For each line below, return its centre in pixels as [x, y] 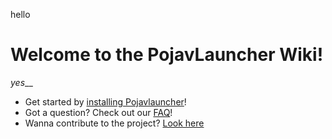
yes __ [21, 82]
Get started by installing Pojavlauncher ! [105, 101]
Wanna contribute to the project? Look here [114, 123]
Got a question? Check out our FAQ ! [98, 112]
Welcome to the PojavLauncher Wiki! [167, 55]
